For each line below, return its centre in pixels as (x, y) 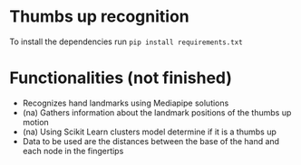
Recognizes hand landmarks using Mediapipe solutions (126, 103)
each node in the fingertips (73, 151)
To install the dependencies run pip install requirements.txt (126, 41)
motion (36, 122)
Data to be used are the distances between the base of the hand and (150, 141)
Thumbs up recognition (99, 17)
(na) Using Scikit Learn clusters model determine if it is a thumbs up (149, 132)
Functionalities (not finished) (121, 78)
